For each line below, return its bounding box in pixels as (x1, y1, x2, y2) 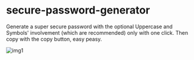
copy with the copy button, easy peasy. (6, 35, 102, 42)
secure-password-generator (6, 4, 150, 17)
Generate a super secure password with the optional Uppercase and (6, 23, 173, 30)
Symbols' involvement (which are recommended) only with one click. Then (6, 29, 188, 36)
